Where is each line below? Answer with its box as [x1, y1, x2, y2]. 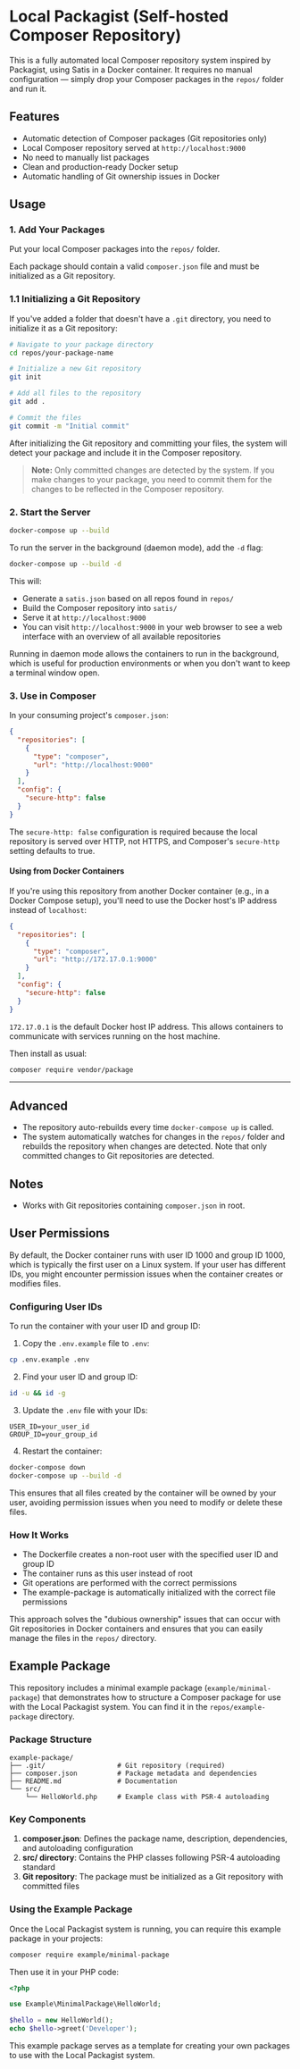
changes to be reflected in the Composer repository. [30, 483, 225, 494]
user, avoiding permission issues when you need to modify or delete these [9, 1496, 283, 1507]
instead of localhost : [9, 904, 87, 915]
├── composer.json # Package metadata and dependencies [9, 1769, 257, 1779]
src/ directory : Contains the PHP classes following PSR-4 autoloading [21, 1852, 281, 1864]
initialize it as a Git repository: [9, 322, 118, 333]
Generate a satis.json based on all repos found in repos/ [21, 592, 234, 604]
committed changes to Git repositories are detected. [21, 1151, 215, 1161]
